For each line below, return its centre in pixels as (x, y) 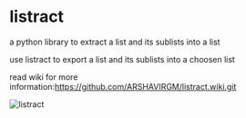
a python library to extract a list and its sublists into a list (115, 42)
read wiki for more (44, 77)
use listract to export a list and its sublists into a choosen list (122, 59)
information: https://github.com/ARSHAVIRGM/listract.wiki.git (123, 86)
